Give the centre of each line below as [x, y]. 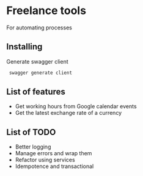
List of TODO [31, 132]
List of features [36, 92]
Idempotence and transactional [54, 166]
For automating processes [39, 28]
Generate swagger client [37, 61]
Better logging [33, 147]
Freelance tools [46, 11]
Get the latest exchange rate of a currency [68, 113]
